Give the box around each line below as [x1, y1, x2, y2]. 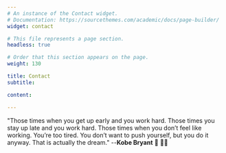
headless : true [7, 42, 51, 49]
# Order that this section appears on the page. [7, 54, 149, 61]
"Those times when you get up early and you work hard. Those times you [7, 116, 215, 124]
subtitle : [7, 79, 36, 86]
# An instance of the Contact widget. [7, 10, 118, 17]
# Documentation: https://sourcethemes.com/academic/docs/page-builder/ [7, 16, 220, 23]
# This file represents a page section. [7, 35, 125, 42]
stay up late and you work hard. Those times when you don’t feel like [7, 123, 202, 132]
